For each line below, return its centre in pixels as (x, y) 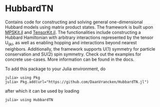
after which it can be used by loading (42, 91)
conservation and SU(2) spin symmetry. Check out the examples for (73, 54)
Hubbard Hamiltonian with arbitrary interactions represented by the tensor (79, 37)
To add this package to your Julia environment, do (55, 69)
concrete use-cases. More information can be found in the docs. (70, 59)
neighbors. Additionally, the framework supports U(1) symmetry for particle (80, 49)
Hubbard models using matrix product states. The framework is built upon (79, 27)
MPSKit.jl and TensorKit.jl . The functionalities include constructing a (73, 32)
